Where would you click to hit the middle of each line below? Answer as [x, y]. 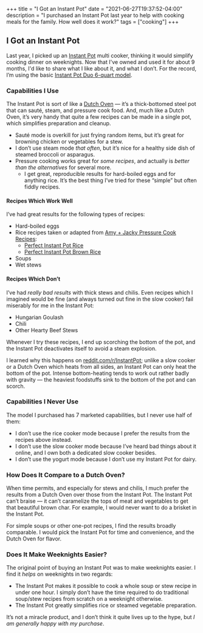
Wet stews [28, 265]
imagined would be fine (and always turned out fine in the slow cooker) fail [100, 299]
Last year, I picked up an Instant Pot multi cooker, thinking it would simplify [100, 55]
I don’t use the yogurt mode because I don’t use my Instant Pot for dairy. [106, 459]
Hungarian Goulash [39, 317]
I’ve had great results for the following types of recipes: [76, 214]
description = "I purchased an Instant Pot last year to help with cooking [95, 15]
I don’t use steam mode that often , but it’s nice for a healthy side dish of [105, 148]
